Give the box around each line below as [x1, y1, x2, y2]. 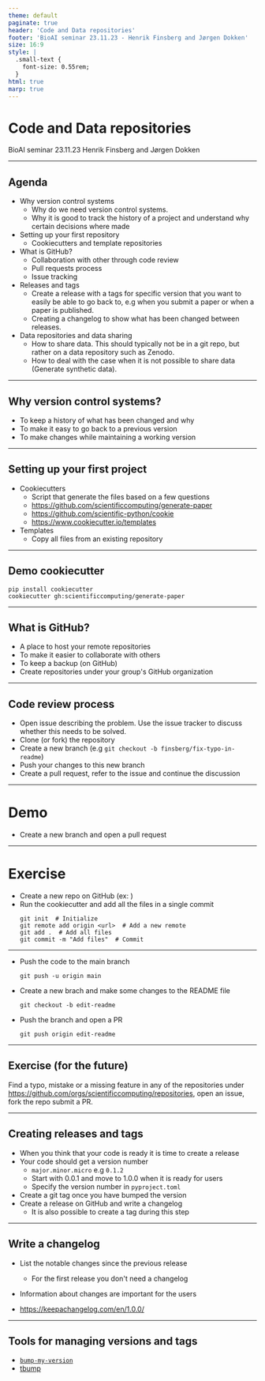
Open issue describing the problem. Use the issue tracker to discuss [19, 718, 243, 728]
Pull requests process [31, 264, 103, 273]
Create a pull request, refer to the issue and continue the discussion [19, 769, 241, 778]
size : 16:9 [8, 41, 44, 49]
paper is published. [31, 306, 95, 315]
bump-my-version [19, 1357, 73, 1365]
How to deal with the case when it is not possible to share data [31, 356, 235, 366]
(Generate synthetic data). [31, 364, 117, 374]
